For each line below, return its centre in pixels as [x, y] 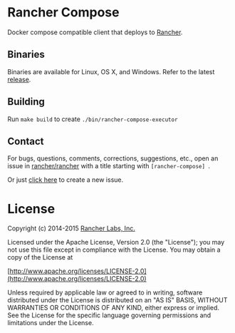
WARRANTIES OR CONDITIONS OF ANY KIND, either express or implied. [113, 308]
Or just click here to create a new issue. [66, 180]
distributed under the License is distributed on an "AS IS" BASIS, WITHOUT [117, 300]
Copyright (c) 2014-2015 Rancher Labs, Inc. [71, 228]
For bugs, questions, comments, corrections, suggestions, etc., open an [113, 158]
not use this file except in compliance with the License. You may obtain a [114, 250]
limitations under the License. [51, 323]
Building [26, 102]
